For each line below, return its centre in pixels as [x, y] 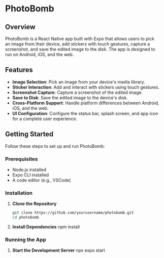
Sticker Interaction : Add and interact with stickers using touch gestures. [86, 87]
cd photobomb [26, 217]
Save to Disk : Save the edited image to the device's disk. [70, 97]
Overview [20, 27]
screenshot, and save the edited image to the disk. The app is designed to [80, 49]
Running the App [26, 239]
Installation [19, 193]
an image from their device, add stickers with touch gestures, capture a [78, 44]
